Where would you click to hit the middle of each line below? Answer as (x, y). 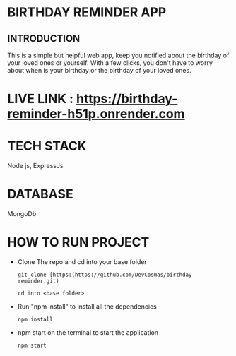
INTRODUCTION (44, 38)
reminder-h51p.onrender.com (96, 114)
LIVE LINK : (41, 99)
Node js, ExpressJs (35, 166)
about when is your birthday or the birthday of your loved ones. (100, 70)
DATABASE (40, 194)
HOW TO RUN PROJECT (78, 243)
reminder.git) (38, 281)
